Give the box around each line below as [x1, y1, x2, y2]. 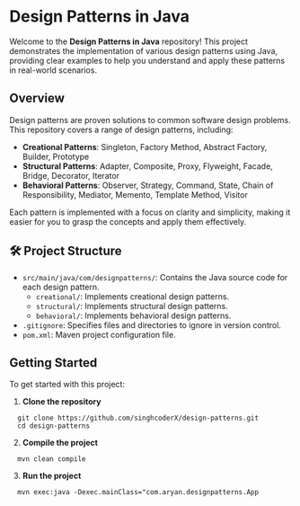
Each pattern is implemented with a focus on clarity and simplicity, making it [9, 207, 291, 217]
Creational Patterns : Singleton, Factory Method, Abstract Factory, [22, 141, 268, 152]
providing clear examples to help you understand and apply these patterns [9, 55, 286, 66]
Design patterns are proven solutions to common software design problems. [9, 114, 291, 125]
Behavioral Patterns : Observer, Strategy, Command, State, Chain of [22, 180, 274, 191]
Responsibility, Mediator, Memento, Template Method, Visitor [22, 189, 249, 200]
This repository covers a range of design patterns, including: [9, 124, 234, 135]
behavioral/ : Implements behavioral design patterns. [35, 310, 232, 321]
